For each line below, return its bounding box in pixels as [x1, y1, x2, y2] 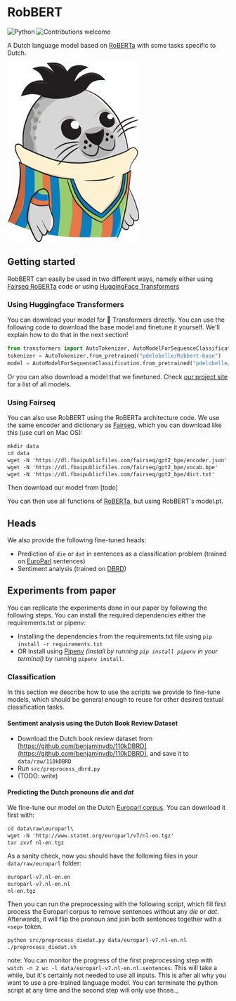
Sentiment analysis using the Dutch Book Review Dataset [7, 719, 178, 727]
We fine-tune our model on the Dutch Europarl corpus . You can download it [7, 804, 226, 812]
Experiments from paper [7, 584, 117, 597]
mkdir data [7, 443, 39, 450]
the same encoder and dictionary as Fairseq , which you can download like [7, 421, 223, 429]
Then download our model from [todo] [7, 483, 118, 492]
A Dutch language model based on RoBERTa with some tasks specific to [7, 41, 216, 49]
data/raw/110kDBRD [17, 758, 72, 766]
